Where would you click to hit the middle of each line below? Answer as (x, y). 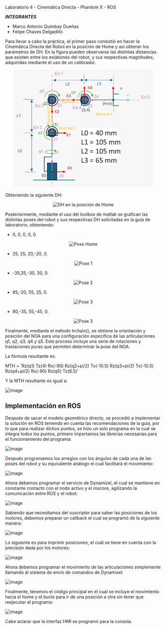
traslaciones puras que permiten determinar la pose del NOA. (68, 346)
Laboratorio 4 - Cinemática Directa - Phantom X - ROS (61, 7)
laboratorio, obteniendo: (30, 225)
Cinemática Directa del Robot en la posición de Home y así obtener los (77, 46)
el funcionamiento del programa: (38, 439)
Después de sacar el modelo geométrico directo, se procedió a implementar (83, 418)
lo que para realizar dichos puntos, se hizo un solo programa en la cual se (81, 428)
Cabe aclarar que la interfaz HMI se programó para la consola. (69, 621)
